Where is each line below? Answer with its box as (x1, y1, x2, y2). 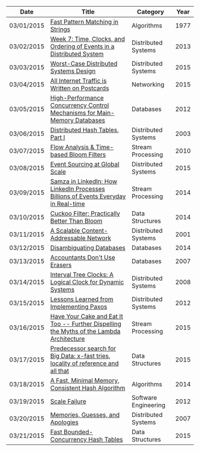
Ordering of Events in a (50, 42, 115, 50)
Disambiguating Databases (50, 244, 126, 252)
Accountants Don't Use (50, 254, 115, 261)
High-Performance (50, 94, 104, 102)
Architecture (50, 335, 85, 342)
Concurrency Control (50, 101, 109, 109)
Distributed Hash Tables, (50, 126, 119, 134)
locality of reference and (50, 359, 119, 367)
